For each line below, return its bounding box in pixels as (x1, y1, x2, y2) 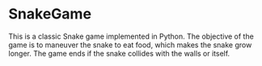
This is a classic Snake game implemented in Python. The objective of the (8, 31, 255, 41)
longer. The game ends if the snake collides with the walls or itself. (8, 48, 230, 58)
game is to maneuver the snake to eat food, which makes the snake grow (8, 39, 252, 49)
